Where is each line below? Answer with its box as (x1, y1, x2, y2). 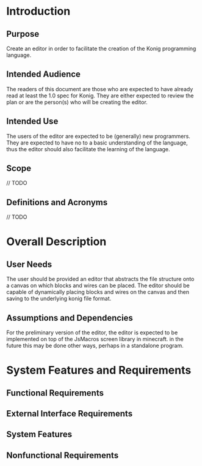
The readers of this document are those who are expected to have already (6, 85, 193, 92)
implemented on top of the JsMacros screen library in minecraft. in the (6, 336, 184, 343)
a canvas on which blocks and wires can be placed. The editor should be (6, 282, 190, 289)
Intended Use (6, 116, 59, 127)
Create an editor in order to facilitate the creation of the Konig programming (6, 45, 197, 52)
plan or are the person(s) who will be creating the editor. (6, 98, 148, 105)
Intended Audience (6, 69, 81, 80)
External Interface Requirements (6, 408, 133, 419)
